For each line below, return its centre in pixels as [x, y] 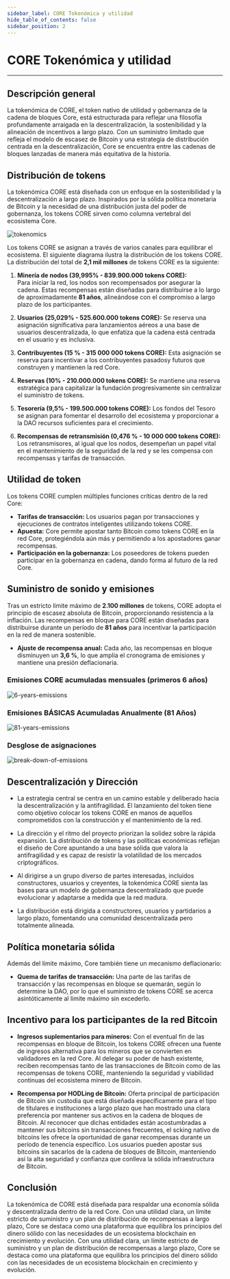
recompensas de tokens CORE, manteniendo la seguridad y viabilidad [115, 1073]
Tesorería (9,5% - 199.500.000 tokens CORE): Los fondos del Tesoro [116, 408]
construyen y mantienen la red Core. [68, 367]
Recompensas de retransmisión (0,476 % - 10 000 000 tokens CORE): [119, 436]
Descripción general [51, 93]
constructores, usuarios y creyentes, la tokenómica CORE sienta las [112, 883]
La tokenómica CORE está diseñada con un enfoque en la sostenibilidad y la [114, 192]
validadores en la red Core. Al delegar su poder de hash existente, [110, 1058]
